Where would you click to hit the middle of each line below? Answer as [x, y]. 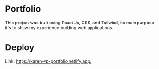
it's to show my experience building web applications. [59, 27]
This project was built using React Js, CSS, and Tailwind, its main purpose [79, 23]
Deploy [20, 48]
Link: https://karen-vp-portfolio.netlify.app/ [48, 61]
